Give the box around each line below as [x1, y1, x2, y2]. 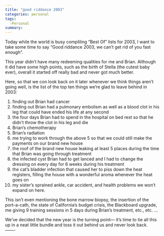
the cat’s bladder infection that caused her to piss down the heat [12, 166, 142, 172]
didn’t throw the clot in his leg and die [12, 120, 88, 126]
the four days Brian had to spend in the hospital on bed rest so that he [12, 114, 153, 120]
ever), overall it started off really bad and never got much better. [5, 69, 135, 75]
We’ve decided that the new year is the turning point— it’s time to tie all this [5, 217, 157, 223]
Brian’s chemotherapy [12, 125, 56, 131]
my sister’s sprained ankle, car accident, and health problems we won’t [12, 182, 156, 188]
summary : [5, 26, 23, 30]
